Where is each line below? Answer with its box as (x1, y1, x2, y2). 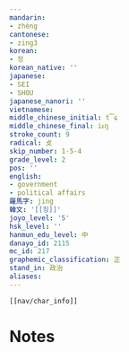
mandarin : (9, 13, 47, 22)
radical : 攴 (9, 138, 53, 147)
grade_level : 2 (9, 154, 66, 164)
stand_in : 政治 (9, 264, 64, 273)
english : (9, 172, 42, 180)
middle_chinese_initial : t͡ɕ (9, 113, 118, 122)
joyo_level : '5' (9, 213, 70, 223)
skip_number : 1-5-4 (9, 146, 82, 155)
